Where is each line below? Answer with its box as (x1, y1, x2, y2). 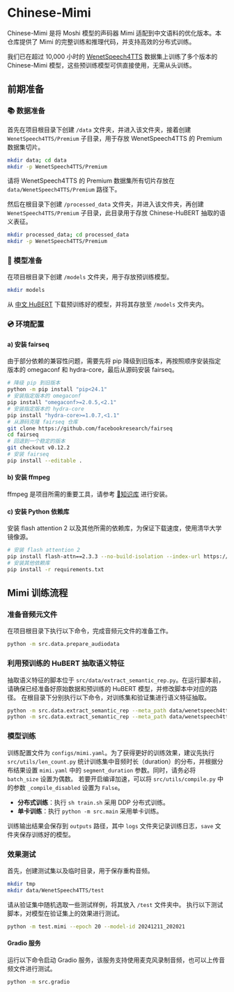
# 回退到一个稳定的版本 (7, 437, 66, 445)
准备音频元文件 (7, 610, 58, 619)
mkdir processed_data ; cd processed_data (7, 231, 130, 238)
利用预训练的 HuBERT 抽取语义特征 (7, 658, 125, 668)
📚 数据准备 (7, 106, 45, 116)
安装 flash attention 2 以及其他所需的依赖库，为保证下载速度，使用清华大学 (7, 524, 222, 532)
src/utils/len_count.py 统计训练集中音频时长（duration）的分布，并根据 (7, 757, 218, 766)
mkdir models (7, 287, 45, 294)
